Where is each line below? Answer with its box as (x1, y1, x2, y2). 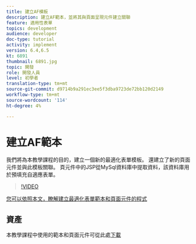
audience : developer (6, 31, 58, 37)
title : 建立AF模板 (6, 8, 49, 15)
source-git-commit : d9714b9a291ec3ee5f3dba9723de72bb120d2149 (6, 86, 164, 92)
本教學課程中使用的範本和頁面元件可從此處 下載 (6, 232, 121, 239)
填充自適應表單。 (16, 171, 58, 179)
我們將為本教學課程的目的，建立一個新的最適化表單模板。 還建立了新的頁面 (6, 156, 191, 164)
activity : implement (6, 42, 58, 48)
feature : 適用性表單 (6, 20, 52, 26)
